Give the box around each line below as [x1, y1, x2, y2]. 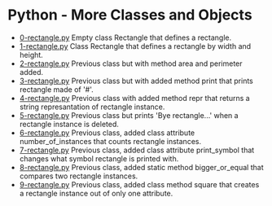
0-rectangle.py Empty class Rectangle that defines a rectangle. [19, 33, 232, 42]
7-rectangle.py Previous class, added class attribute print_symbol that [19, 145, 255, 155]
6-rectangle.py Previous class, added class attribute [19, 128, 195, 138]
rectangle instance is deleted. [19, 119, 119, 129]
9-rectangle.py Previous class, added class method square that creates [19, 179, 260, 189]
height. [19, 50, 44, 59]
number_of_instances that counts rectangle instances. [19, 136, 201, 146]
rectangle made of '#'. [19, 84, 94, 94]
